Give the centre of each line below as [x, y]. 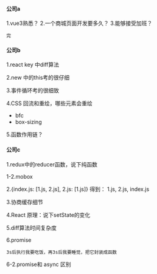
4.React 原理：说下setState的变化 [48, 214]
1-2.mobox [20, 176]
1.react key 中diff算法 [33, 65]
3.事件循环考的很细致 [33, 91]
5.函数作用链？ [25, 135]
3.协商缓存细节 [25, 202]
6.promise [19, 240]
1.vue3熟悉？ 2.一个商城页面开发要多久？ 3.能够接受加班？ [79, 23]
